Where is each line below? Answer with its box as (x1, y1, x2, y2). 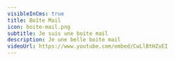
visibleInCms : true (7, 10, 65, 18)
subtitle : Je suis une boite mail (7, 29, 109, 37)
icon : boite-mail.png (7, 23, 71, 30)
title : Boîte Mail (7, 17, 61, 24)
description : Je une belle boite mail (7, 36, 121, 43)
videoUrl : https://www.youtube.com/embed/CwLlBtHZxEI (7, 43, 169, 50)
